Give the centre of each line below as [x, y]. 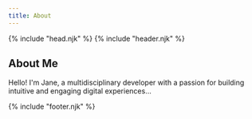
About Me [33, 63]
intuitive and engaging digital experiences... [80, 91]
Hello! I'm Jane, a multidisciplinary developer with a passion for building [126, 83]
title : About [30, 16]
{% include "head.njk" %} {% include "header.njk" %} [96, 38]
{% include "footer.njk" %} [52, 107]
